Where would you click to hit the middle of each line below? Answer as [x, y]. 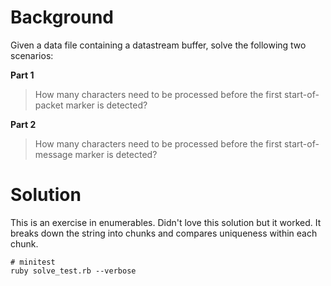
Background [62, 17]
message [53, 154]
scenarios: [32, 55]
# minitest [33, 262]
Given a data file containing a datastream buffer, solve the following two [158, 45]
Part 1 [22, 75]
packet [49, 105]
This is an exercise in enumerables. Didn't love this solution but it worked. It [166, 222]
